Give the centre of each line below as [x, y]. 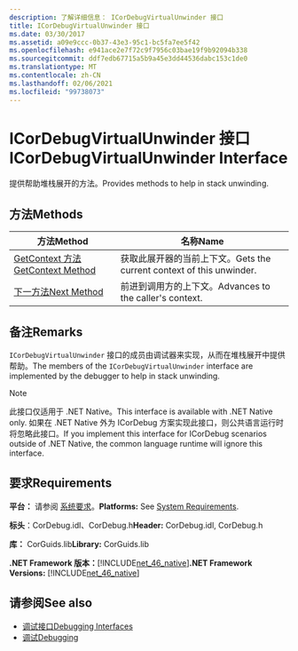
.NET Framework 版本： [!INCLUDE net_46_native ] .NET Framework [131, 563]
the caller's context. [161, 298]
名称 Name [202, 242]
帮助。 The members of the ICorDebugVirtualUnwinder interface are [131, 366]
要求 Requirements [61, 484]
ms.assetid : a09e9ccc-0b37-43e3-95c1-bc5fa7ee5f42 [105, 42]
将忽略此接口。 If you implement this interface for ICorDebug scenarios [138, 434]
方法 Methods [46, 214]
